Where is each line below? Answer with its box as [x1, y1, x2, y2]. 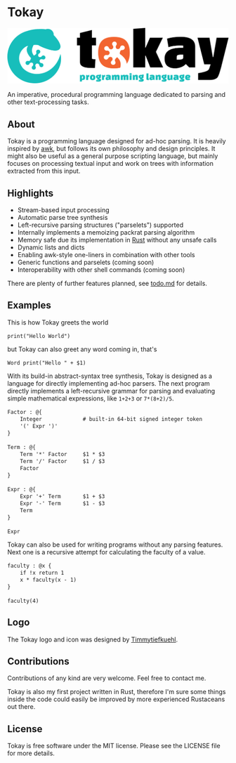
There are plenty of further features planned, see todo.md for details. [7, 279, 207, 288]
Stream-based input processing [17, 206, 110, 214]
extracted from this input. [7, 167, 81, 176]
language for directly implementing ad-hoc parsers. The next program [7, 379, 211, 387]
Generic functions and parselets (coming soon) [17, 258, 155, 267]
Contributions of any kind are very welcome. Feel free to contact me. [7, 674, 206, 682]
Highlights [7, 187, 54, 199]
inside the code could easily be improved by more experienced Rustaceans [7, 695, 225, 703]
